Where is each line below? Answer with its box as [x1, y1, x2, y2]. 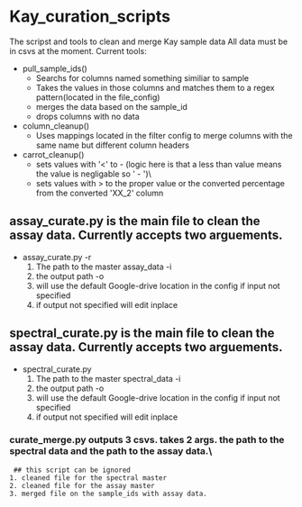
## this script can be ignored [13, 466, 131, 475]
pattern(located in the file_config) [35, 92, 160, 103]
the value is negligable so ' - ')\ [35, 168, 151, 179]
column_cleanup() [22, 120, 90, 131]
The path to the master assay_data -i [35, 261, 172, 272]
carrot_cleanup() [22, 149, 85, 159]
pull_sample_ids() [22, 63, 87, 74]
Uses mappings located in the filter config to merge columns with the [35, 130, 293, 140]
